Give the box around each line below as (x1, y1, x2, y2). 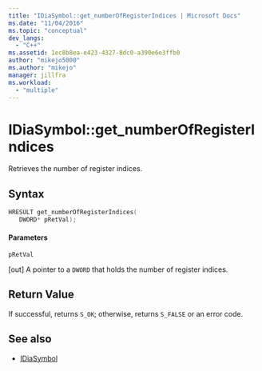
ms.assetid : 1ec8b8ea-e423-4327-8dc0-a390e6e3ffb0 (8, 49, 181, 57)
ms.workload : (8, 78, 52, 86)
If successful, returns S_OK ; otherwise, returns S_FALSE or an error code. (8, 309, 244, 318)
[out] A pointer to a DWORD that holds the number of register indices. (8, 265, 228, 274)
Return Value (8, 288, 74, 301)
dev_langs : (8, 34, 45, 42)
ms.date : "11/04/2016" (8, 19, 84, 27)
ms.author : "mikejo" (8, 64, 77, 72)
